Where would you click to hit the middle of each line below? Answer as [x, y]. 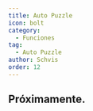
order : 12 [25, 67]
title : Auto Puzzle [41, 15]
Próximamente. [47, 100]
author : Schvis [33, 60]
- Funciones [35, 38]
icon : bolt [26, 23]
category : [25, 30]
